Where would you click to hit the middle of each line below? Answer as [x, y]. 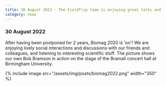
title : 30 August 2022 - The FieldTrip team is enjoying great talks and [83, 10]
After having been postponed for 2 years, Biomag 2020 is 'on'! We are [77, 42]
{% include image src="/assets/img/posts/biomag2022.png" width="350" [81, 73]
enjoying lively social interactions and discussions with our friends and [78, 48]
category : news [21, 14]
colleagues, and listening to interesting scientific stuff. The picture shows [80, 53]
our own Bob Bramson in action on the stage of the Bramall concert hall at [81, 58]
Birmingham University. [29, 64]
